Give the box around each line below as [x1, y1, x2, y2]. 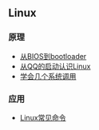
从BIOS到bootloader [19, 51, 87, 61]
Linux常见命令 [19, 112, 66, 122]
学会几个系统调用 [19, 71, 77, 81]
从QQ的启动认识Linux [19, 61, 91, 71]
